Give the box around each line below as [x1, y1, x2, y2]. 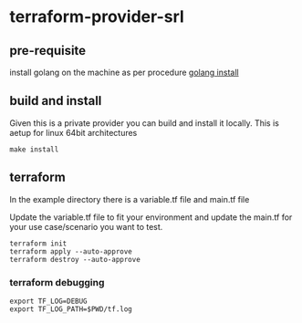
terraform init [9, 239, 68, 248]
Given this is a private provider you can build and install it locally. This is [9, 117, 280, 129]
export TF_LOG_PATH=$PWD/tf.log [9, 304, 132, 314]
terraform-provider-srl [9, 6, 184, 27]
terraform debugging [9, 276, 105, 288]
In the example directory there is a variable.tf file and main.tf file [9, 193, 250, 204]
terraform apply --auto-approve [9, 246, 132, 256]
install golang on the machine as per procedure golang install [9, 67, 239, 78]
